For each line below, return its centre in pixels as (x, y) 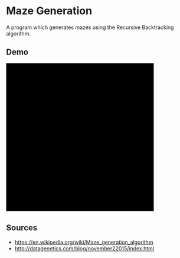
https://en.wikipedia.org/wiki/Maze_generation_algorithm (84, 242)
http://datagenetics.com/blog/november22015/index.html (84, 248)
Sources (22, 228)
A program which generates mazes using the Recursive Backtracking (90, 27)
